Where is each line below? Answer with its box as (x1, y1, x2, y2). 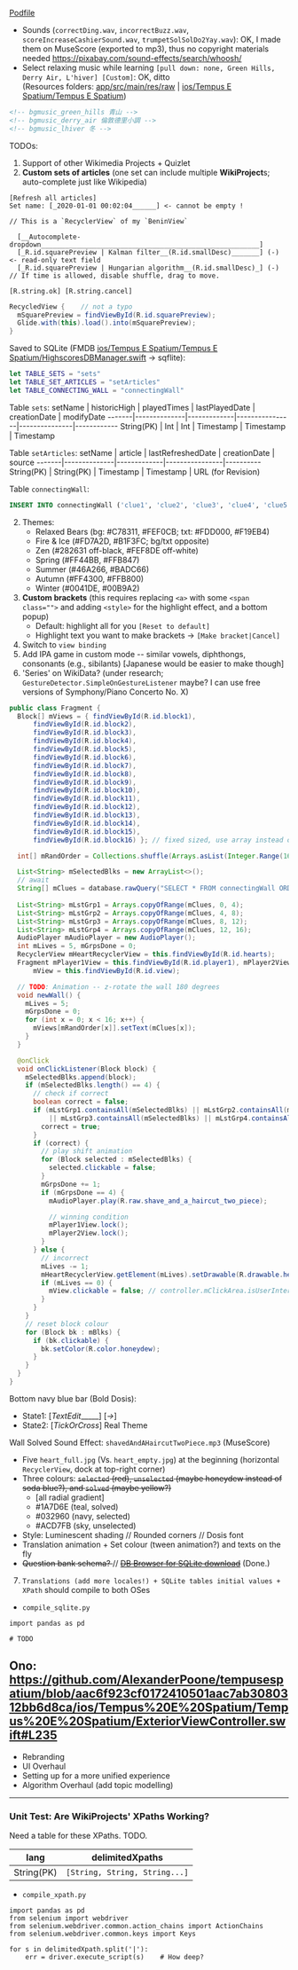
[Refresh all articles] (9, 193, 98, 202)
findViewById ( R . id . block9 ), (32, 778, 137, 787)
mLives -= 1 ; (41, 1261, 90, 1271)
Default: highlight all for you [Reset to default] (35, 620, 210, 631)
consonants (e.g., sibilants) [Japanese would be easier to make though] (21, 658, 285, 669)
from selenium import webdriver (9, 1913, 129, 1923)
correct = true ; (41, 1122, 101, 1131)
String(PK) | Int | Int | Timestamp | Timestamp (119, 420, 286, 431)
